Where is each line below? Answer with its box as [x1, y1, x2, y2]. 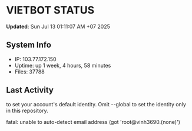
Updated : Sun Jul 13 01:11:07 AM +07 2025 [6, 23, 111, 30]
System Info [6, 40, 52, 50]
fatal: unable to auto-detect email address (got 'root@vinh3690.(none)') [6, 118, 181, 125]
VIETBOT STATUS [6, 4, 95, 17]
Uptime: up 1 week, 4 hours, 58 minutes [14, 62, 111, 69]
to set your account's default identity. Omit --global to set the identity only [6, 100, 187, 108]
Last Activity [6, 85, 54, 95]
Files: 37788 [14, 68, 45, 75]
